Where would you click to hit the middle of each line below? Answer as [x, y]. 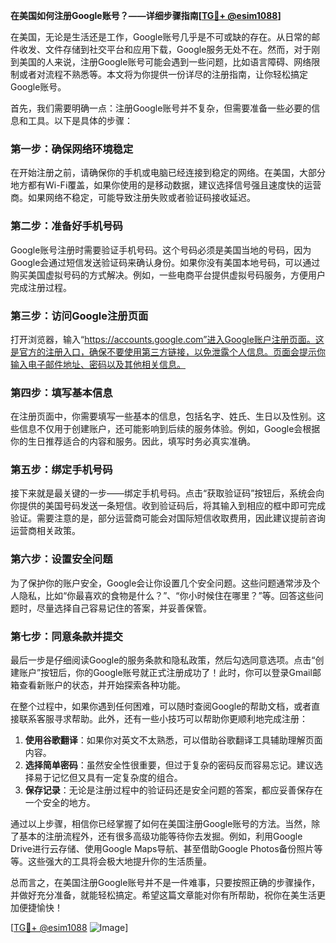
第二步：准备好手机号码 [66, 226]
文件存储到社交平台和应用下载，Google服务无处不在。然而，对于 [178, 49]
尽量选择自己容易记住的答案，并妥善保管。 [124, 608]
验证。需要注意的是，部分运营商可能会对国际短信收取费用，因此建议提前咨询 [168, 518]
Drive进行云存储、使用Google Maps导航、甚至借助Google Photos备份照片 [162, 849]
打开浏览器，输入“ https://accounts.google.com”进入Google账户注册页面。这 [167, 339]
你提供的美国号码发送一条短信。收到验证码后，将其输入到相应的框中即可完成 [168, 506]
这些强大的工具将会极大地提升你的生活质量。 [119, 861]
